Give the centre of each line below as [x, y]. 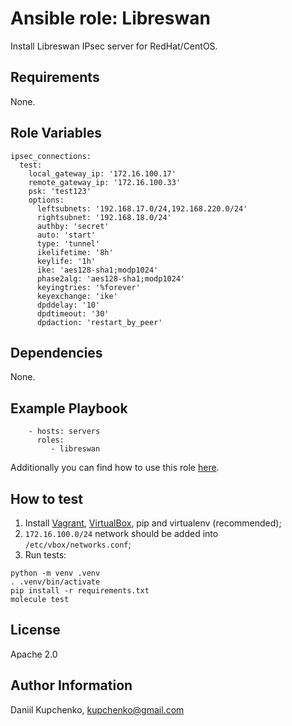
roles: [50, 440]
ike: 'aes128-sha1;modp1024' [97, 270]
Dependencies [56, 352]
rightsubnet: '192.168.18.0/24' [104, 217]
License [35, 630]
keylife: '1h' [66, 261]
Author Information [71, 685]
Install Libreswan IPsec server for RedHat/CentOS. [114, 46]
